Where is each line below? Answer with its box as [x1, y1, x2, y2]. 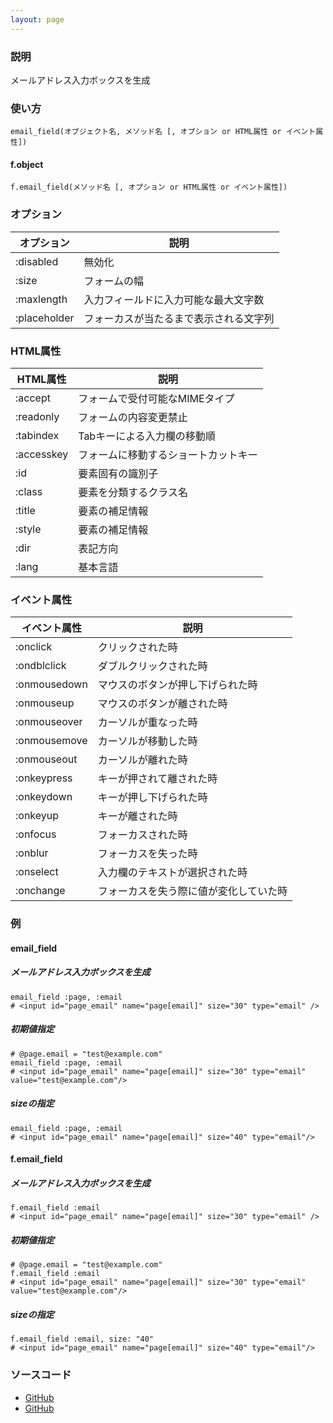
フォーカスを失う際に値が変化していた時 [97, 884, 288, 898]
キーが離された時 [97, 809, 178, 823]
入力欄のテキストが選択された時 [97, 866, 248, 880]
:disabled [15, 254, 59, 268]
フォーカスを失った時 [97, 847, 198, 861]
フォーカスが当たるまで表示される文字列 [83, 311, 275, 325]
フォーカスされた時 [97, 828, 188, 842]
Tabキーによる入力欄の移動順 [78, 429, 216, 443]
